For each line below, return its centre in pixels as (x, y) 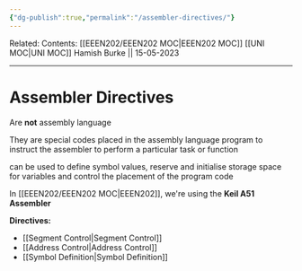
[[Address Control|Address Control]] (89, 247)
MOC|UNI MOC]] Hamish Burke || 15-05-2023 (94, 52)
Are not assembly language (61, 122)
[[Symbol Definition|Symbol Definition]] (95, 257)
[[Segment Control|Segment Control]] (92, 238)
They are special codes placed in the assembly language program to (136, 139)
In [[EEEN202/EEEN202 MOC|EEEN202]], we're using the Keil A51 (132, 193)
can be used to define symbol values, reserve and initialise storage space (146, 166)
